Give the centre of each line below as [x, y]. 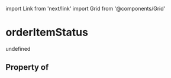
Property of [27, 67]
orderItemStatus [47, 32]
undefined [18, 48]
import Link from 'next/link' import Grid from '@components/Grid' [85, 9]
